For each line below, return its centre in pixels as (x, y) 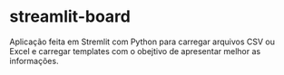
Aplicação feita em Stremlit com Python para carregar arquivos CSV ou (142, 42)
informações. (34, 61)
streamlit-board (70, 17)
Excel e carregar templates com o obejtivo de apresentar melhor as (135, 51)
